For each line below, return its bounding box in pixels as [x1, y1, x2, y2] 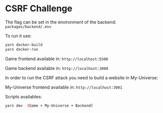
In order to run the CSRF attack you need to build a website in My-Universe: [5, 74, 158, 81]
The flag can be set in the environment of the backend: [5, 19, 116, 25]
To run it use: [5, 33, 32, 39]
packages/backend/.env [5, 24, 52, 29]
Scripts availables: [5, 93, 42, 99]
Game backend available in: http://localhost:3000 [5, 65, 109, 71]
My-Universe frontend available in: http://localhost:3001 [5, 84, 123, 90]
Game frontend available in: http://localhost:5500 [5, 56, 108, 62]
